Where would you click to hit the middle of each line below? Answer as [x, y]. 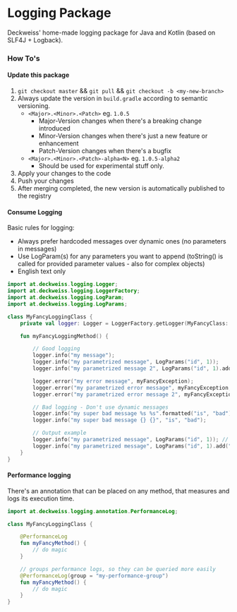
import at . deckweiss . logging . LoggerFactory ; [74, 291]
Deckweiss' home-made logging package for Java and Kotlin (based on [111, 32]
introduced [54, 128]
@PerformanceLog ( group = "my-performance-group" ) [95, 576]
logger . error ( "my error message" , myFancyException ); [113, 381]
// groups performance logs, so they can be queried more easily [118, 569]
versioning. [34, 106]
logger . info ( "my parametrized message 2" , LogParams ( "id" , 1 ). [127, 368]
